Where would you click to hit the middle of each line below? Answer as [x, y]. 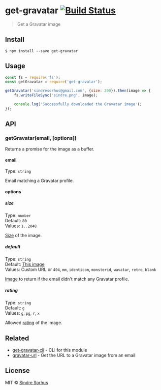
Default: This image [25, 264]
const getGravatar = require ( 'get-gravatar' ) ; [54, 82]
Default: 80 [16, 221]
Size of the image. [23, 236]
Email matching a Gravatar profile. [40, 180]
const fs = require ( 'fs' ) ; [33, 77]
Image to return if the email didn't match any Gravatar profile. [67, 279]
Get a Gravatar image [39, 24]
